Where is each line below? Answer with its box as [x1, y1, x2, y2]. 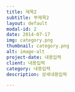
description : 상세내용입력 [6, 71, 67, 77]
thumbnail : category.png [6, 43, 70, 49]
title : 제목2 [6, 9, 37, 15]
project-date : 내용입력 [6, 54, 62, 60]
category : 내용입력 [6, 65, 51, 72]
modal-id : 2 [6, 26, 37, 32]
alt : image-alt [6, 49, 45, 55]
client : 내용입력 [6, 60, 46, 66]
